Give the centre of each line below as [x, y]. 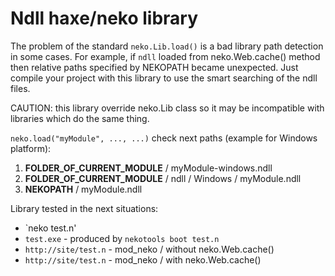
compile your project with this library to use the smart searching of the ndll [164, 78]
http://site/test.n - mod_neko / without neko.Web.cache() [149, 249]
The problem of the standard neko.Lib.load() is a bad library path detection [167, 46]
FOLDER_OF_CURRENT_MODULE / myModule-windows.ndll [148, 168]
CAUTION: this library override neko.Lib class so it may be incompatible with [167, 108]
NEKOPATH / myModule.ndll [83, 189]
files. [20, 88]
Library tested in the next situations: [84, 208]
